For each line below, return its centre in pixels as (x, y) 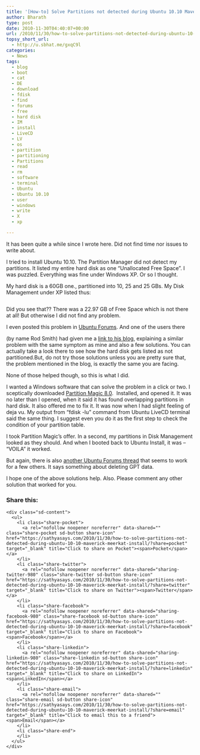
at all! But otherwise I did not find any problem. (63, 315)
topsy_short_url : (28, 39)
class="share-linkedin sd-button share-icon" (101, 658)
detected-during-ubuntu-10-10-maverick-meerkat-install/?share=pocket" (97, 544)
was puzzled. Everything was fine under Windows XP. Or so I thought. (92, 274)
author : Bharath (26, 17)
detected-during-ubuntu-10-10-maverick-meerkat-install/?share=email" (96, 710)
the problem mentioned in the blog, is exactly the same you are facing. (93, 364)
